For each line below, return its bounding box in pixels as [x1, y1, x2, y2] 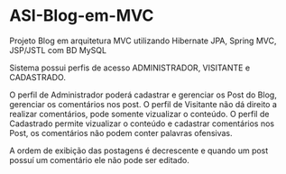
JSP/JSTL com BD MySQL [9, 44, 106, 55]
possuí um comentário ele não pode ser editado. [9, 154, 189, 165]
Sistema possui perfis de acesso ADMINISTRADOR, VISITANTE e [9, 62, 251, 73]
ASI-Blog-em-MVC [9, 5, 154, 26]
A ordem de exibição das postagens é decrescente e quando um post [9, 145, 269, 156]
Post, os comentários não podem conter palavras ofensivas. [9, 127, 233, 138]
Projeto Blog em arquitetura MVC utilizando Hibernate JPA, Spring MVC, [9, 35, 277, 46]
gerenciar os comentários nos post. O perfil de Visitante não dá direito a [9, 98, 278, 109]
